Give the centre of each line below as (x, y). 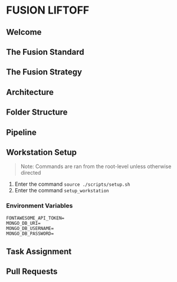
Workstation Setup (41, 152)
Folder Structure (37, 112)
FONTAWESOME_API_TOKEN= (35, 218)
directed (31, 173)
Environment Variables (40, 206)
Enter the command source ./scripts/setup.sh (72, 184)
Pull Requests (32, 272)
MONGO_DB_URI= (24, 223)
